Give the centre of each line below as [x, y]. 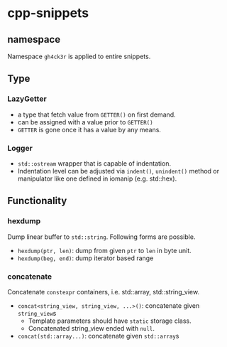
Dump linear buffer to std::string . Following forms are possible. [101, 237]
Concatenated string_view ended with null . [91, 328]
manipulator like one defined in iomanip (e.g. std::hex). [97, 178]
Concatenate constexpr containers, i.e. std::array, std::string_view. [104, 292]
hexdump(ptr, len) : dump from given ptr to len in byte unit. [104, 250]
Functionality [37, 201]
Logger [20, 148]
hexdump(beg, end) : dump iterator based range [85, 258]
